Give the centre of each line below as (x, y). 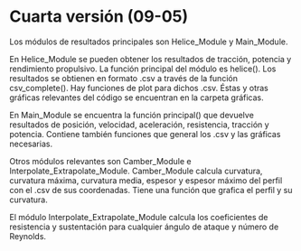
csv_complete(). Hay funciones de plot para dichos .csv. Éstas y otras (139, 88)
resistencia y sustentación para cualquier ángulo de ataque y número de (144, 227)
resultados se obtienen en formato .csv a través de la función (123, 78)
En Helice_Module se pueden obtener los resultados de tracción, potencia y (150, 59)
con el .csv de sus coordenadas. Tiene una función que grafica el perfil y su (151, 190)
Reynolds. (28, 236)
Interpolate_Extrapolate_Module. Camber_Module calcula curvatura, (136, 171)
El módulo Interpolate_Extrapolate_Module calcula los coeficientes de (139, 217)
